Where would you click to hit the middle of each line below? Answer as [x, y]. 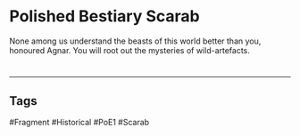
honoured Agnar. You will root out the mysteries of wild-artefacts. [129, 50]
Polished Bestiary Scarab [104, 16]
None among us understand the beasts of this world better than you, [135, 41]
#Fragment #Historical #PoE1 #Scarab [79, 122]
